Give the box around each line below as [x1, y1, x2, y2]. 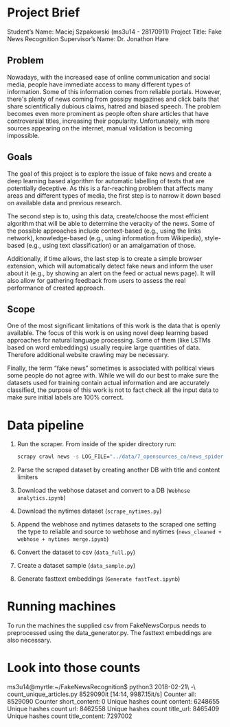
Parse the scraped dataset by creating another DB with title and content [16, 465, 220, 474]
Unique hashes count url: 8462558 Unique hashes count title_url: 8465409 [7, 705, 220, 713]
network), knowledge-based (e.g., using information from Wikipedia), [7, 233, 203, 242]
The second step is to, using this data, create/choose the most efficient [7, 211, 209, 220]
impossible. [7, 131, 40, 139]
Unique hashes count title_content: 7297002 [7, 712, 133, 720]
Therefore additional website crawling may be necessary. [7, 351, 170, 359]
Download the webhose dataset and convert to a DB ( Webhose [16, 486, 191, 495]
